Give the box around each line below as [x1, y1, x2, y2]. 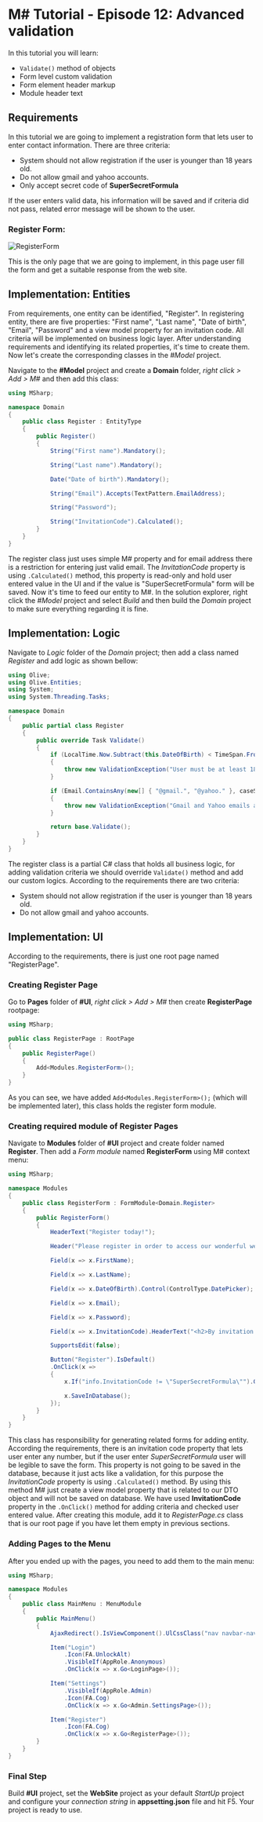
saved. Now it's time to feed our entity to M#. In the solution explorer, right [8, 587, 248, 597]
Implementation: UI [8, 930, 103, 944]
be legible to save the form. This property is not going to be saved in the [8, 1460, 241, 1470]
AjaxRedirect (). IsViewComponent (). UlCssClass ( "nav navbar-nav [49, 1629, 258, 1638]
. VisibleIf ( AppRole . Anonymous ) [63, 1658, 167, 1666]
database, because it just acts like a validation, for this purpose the [8, 1469, 224, 1478]
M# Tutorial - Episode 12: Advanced [8, 5, 245, 24]
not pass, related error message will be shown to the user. [8, 204, 196, 214]
